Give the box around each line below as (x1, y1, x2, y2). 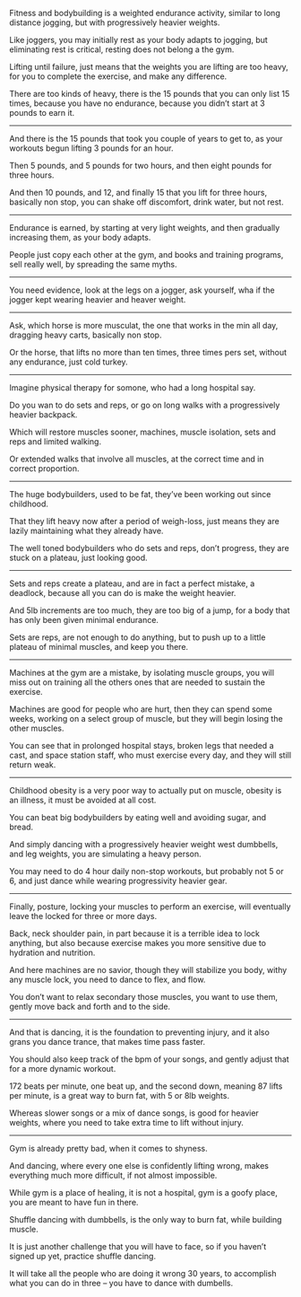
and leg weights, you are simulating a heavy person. (9, 848, 202, 859)
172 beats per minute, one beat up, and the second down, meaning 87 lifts (9, 1081, 283, 1091)
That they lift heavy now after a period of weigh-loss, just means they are (9, 516, 279, 526)
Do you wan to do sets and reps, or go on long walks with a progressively (9, 399, 280, 410)
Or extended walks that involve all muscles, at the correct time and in (9, 453, 264, 464)
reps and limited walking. (9, 436, 101, 447)
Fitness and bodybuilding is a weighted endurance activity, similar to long (9, 8, 280, 18)
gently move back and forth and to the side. (9, 1001, 171, 1012)
